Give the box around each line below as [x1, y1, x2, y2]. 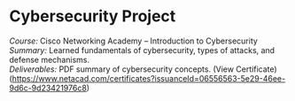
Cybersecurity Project [9, 6, 176, 27]
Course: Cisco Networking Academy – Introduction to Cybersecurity [9, 35, 259, 46]
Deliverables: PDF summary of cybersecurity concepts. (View [9, 64, 235, 74]
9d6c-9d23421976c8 [9, 82, 87, 93]
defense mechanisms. [9, 54, 90, 65]
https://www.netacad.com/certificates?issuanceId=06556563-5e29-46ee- [12, 73, 286, 83]
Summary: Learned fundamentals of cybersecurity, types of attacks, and [9, 44, 276, 55]
